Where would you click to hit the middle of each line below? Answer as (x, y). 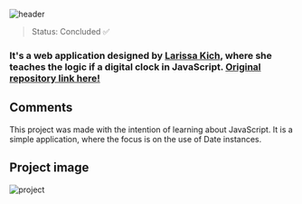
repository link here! (55, 78)
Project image (49, 168)
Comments (41, 107)
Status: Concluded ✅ (71, 31)
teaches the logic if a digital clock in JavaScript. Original (135, 66)
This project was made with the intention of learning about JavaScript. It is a (151, 129)
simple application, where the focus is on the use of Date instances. (136, 139)
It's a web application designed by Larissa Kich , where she (141, 55)
